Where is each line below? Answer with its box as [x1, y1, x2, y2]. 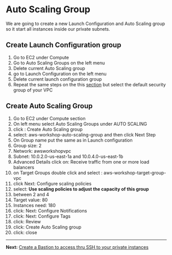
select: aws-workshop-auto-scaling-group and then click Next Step [13, 131, 156, 137]
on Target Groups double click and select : [13, 170, 103, 176]
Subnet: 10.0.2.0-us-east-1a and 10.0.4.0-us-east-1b [13, 153, 124, 159]
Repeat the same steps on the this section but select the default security [13, 81, 166, 87]
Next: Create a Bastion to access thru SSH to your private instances [6, 244, 149, 250]
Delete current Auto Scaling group [13, 65, 86, 71]
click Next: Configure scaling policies [13, 180, 92, 187]
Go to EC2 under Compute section [13, 115, 86, 121]
